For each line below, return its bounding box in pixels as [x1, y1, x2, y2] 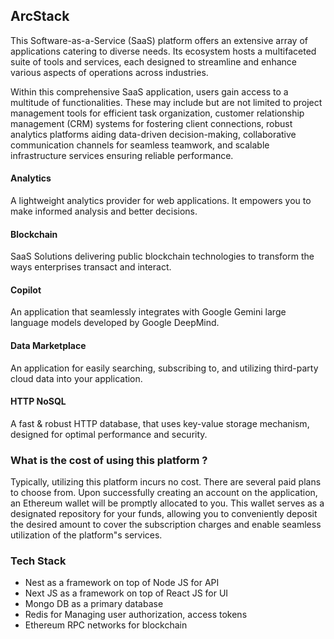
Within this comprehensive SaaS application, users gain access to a [10, 85, 289, 98]
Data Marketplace [10, 340, 87, 352]
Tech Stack [10, 554, 67, 568]
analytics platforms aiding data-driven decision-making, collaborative [10, 128, 297, 140]
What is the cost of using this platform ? [10, 453, 208, 467]
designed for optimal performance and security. [10, 428, 208, 440]
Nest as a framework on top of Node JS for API [24, 577, 220, 589]
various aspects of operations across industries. [10, 66, 209, 78]
